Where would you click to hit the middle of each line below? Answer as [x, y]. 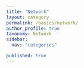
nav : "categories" [35, 45]
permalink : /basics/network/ [42, 23]
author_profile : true [33, 28]
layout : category [28, 17]
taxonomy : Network [29, 34]
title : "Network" [28, 12]
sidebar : [17, 39]
